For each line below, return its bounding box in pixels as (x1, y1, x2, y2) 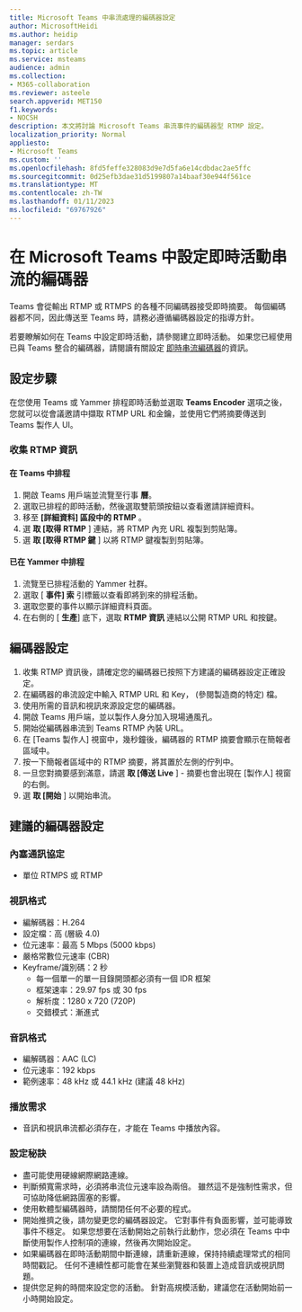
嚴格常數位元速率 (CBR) (22, 950, 111, 962)
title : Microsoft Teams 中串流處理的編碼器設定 (9, 13, 176, 22)
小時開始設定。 (22, 1293, 78, 1304)
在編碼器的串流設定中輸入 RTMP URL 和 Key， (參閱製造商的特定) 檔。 (22, 688, 283, 699)
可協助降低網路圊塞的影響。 (22, 1192, 126, 1202)
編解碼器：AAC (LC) (22, 1053, 97, 1064)
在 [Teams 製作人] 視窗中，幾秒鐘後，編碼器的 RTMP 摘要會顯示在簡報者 (22, 733, 292, 744)
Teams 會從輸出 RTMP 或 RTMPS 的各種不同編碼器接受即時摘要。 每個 (9, 300, 271, 311)
